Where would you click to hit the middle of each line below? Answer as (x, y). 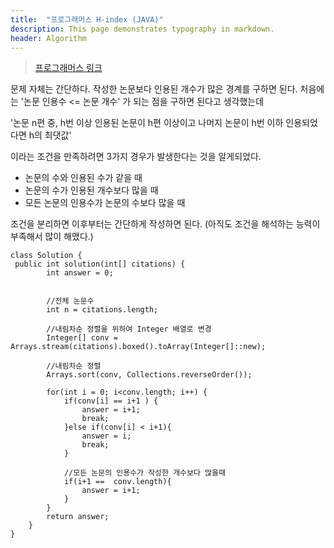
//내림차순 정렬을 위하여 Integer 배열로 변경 (129, 329)
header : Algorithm (48, 38)
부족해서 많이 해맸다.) (52, 237)
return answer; (78, 517)
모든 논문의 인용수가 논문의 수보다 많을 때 (105, 203)
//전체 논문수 (70, 301)
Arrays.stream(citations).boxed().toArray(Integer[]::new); (138, 347)
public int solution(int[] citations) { (100, 264)
